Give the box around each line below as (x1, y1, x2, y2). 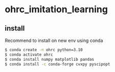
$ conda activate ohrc (5, 52, 53, 57)
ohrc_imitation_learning (5, 4, 108, 15)
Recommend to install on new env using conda (5, 37, 103, 43)
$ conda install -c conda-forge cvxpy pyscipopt (5, 61, 110, 67)
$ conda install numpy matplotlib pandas (5, 57, 95, 62)
